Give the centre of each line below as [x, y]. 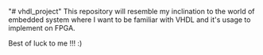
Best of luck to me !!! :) [45, 43]
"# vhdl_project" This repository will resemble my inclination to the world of [132, 11]
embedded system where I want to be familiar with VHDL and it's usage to [130, 20]
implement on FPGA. [42, 28]
